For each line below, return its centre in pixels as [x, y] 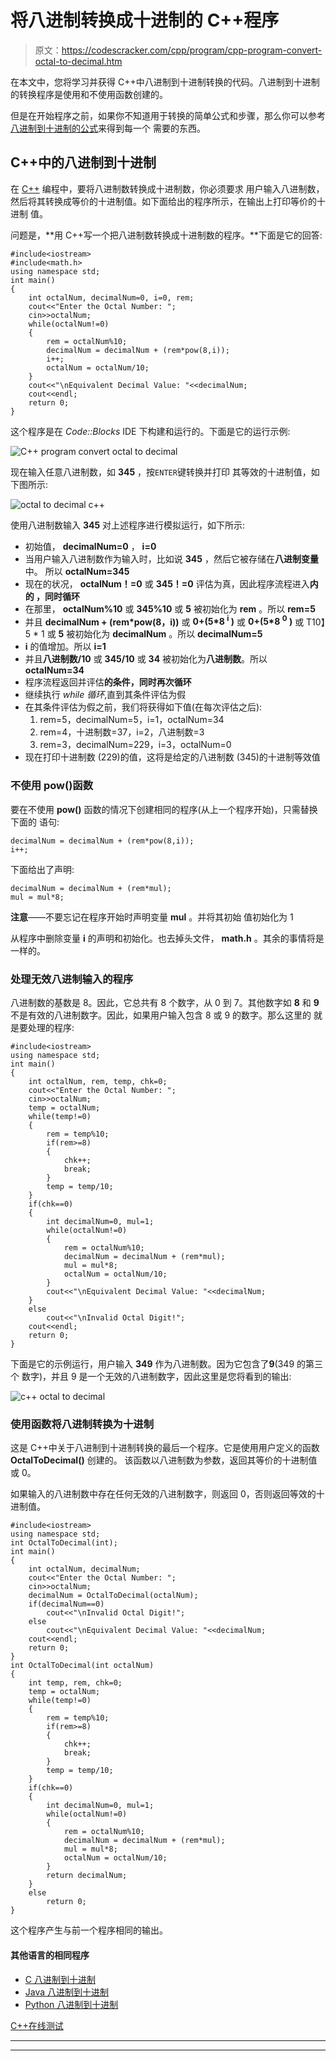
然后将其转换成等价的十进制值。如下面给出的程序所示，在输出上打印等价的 [163, 201]
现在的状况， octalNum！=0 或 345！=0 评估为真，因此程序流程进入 [167, 583]
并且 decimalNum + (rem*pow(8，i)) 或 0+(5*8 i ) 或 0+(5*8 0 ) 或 [164, 621]
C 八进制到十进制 [60, 1979]
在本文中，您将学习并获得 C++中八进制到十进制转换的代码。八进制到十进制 [165, 82]
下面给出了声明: [42, 869]
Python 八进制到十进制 [71, 2004]
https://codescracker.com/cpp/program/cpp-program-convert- [192, 50]
